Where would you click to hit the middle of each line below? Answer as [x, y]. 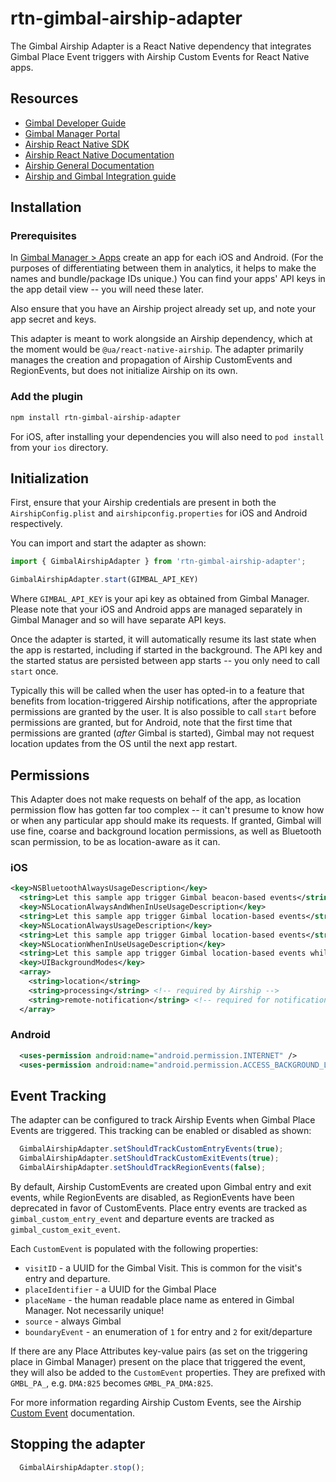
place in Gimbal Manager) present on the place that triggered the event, [158, 1362]
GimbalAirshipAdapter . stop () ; [82, 1467]
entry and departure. [67, 1279]
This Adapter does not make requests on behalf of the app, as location [156, 799]
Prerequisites [43, 236]
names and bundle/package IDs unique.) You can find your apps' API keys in [168, 279]
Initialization [50, 478]
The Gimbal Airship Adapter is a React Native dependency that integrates [161, 46]
